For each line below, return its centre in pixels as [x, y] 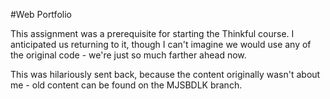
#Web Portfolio [41, 14]
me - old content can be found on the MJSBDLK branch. [126, 85]
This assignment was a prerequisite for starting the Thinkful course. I [152, 33]
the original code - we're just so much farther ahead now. [128, 55]
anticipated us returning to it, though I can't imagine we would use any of [161, 44]
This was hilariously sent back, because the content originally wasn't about [165, 74]
